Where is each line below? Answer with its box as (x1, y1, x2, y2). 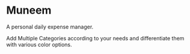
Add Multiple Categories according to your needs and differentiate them (6, 34, 185, 42)
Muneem (6, 4, 52, 17)
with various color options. (6, 41, 72, 48)
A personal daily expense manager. (6, 23, 94, 30)
